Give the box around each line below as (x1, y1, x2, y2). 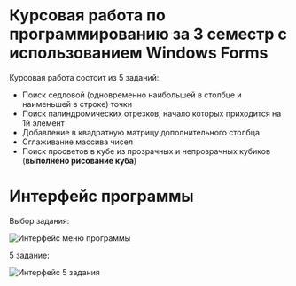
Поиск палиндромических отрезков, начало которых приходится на (21, 108, 282, 119)
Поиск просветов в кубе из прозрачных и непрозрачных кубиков (21, 145, 271, 156)
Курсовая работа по (9, 5, 166, 26)
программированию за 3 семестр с (9, 24, 288, 44)
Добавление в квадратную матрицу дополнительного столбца (21, 127, 260, 137)
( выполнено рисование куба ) (21, 155, 137, 166)
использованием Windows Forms (9, 43, 269, 63)
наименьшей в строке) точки (21, 98, 133, 109)
